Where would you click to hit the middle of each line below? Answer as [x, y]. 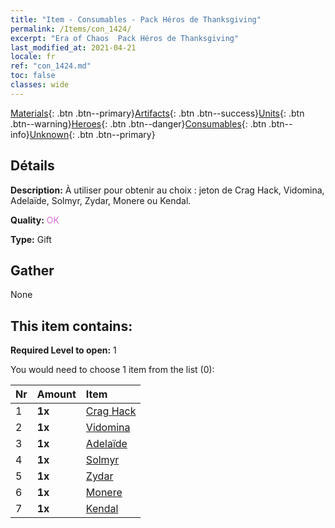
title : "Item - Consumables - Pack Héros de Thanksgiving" [136, 19]
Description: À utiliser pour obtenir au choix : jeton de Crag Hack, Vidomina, [167, 190]
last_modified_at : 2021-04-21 [73, 47]
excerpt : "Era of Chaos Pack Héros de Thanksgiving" [125, 38]
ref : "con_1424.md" [51, 66]
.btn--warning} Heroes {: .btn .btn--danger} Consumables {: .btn [138, 123]
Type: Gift [31, 239]
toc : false [33, 76]
